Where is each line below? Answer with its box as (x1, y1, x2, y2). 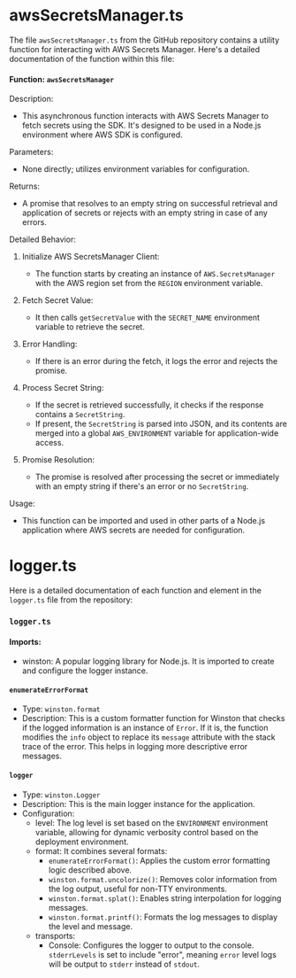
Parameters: (9, 147, 54, 158)
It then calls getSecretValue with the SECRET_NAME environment (34, 312, 261, 323)
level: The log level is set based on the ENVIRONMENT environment (34, 817, 269, 828)
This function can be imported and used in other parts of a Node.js (21, 516, 266, 526)
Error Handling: (21, 338, 78, 350)
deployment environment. (34, 836, 129, 847)
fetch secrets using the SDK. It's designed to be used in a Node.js (21, 120, 262, 131)
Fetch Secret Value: (21, 295, 94, 306)
